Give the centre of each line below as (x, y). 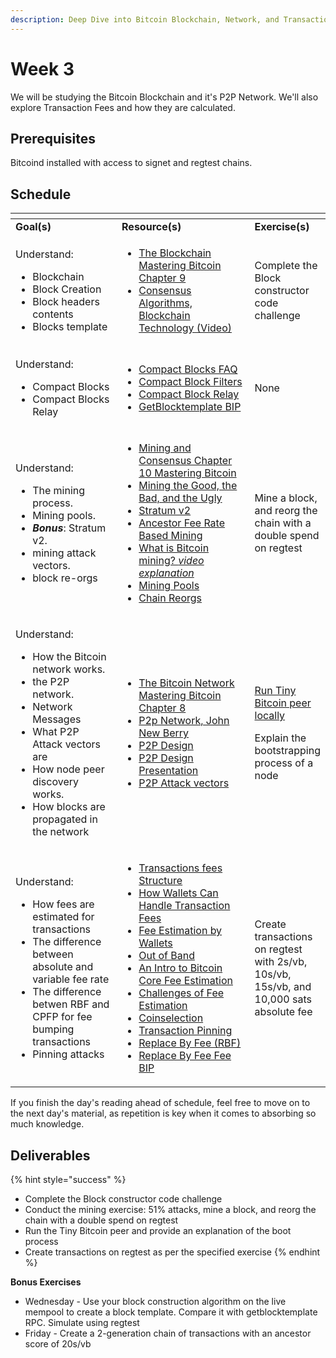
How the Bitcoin (69, 657)
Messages (57, 719)
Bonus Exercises (46, 1282)
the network (61, 832)
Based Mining (170, 536)
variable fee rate (71, 979)
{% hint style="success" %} (68, 1179)
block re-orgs (65, 578)
